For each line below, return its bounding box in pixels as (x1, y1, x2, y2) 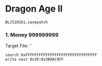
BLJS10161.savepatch (5, 20, 48, 25)
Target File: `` (5, 43, 32, 49)
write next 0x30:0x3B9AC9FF (5, 57, 64, 62)
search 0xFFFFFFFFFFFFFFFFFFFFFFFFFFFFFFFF (5, 52, 97, 58)
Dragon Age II (5, 3, 63, 15)
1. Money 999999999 (5, 31, 59, 38)
